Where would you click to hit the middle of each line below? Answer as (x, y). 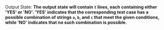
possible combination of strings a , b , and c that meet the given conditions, (82, 17)
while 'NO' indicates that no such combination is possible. (66, 22)
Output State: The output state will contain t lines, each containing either (81, 7)
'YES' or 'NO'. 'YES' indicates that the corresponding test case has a (77, 12)
